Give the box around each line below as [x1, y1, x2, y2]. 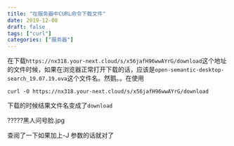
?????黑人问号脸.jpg [7, 117, 65, 125]
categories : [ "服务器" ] [7, 36, 74, 44]
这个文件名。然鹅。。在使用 [67, 74, 145, 83]
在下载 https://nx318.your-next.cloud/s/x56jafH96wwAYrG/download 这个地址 [7, 57, 227, 65]
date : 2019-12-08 [7, 17, 58, 24]
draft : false [7, 23, 46, 30]
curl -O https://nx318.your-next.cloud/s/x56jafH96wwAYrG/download [7, 88, 209, 95]
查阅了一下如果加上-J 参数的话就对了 [7, 131, 115, 140]
